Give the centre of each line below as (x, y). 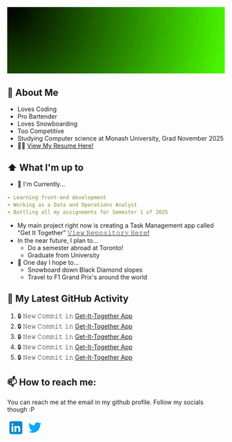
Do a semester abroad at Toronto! (75, 248)
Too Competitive (40, 131)
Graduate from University (64, 255)
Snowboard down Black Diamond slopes (85, 270)
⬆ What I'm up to (46, 167)
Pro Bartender (37, 117)
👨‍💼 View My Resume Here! (55, 146)
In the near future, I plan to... (58, 240)
